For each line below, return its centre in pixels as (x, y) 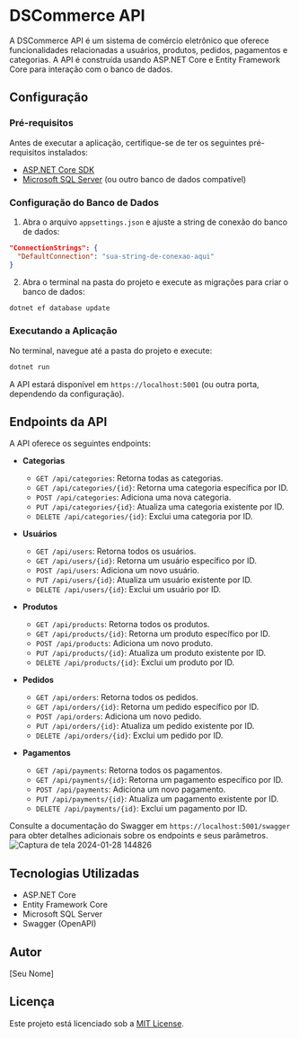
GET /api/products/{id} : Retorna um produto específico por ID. (153, 634)
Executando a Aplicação (63, 331)
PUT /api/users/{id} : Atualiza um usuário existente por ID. (144, 580)
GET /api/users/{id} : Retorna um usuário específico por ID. (146, 561)
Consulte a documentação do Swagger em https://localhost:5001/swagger (150, 826)
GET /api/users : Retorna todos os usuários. (116, 551)
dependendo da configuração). (67, 394)
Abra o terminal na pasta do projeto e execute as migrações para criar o (155, 282)
